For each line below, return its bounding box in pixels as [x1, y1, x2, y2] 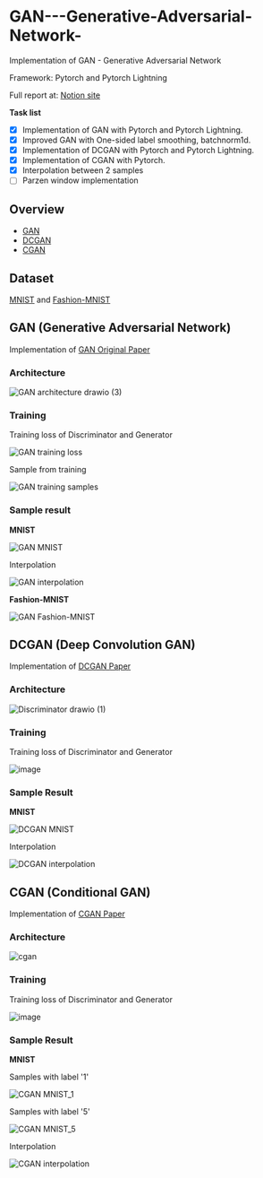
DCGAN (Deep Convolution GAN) [9, 637, 196, 653]
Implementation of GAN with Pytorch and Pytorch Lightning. [21, 124, 243, 135]
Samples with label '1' [9, 1071, 89, 1082]
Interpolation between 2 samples [21, 165, 144, 176]
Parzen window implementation [21, 175, 139, 186]
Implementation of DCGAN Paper [9, 661, 131, 671]
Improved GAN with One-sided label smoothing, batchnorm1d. [21, 134, 251, 145]
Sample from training [9, 464, 87, 475]
